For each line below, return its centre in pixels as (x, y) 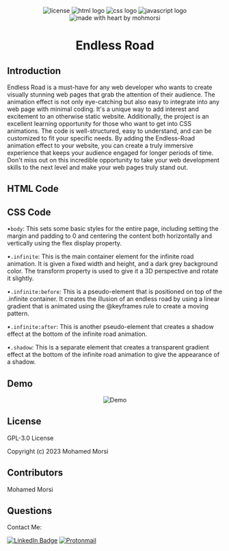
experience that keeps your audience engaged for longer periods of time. (110, 153)
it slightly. (21, 278)
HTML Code (33, 189)
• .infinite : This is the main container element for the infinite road (100, 256)
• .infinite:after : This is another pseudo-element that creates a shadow (110, 327)
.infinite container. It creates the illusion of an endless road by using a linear (113, 299)
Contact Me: (25, 527)
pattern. (18, 314)
